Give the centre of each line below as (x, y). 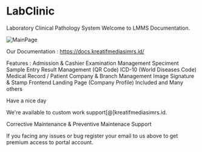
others (15, 88)
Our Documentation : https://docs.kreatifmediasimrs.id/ (75, 51)
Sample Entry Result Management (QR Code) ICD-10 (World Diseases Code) (102, 69)
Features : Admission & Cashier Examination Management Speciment (93, 63)
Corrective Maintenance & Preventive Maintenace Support (79, 124)
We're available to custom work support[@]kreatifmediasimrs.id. (87, 112)
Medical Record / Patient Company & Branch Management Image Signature (100, 76)
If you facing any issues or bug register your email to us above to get (92, 136)
